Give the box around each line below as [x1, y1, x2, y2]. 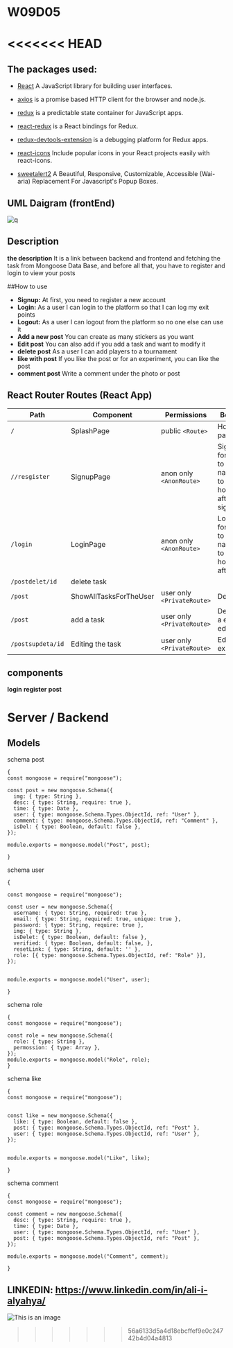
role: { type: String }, [13, 1038, 85, 1045]
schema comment [7, 1179, 59, 1187]
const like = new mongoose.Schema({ [7, 1112, 113, 1119]
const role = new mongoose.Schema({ [7, 1032, 113, 1040]
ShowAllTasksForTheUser [70, 591, 155, 601]
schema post [7, 755, 44, 764]
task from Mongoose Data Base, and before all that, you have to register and [7, 261, 225, 270]
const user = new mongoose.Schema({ [7, 904, 113, 911]
